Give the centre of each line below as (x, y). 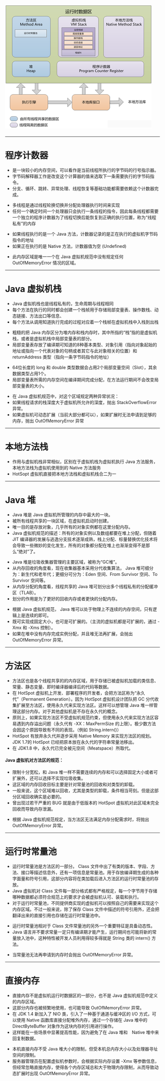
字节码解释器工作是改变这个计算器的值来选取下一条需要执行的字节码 (81, 176)
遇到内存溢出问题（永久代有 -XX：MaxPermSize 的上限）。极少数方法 (86, 724)
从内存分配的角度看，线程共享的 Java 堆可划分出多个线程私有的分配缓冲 (85, 586)
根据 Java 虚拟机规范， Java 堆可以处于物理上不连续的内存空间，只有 (82, 609)
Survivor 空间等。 (30, 580)
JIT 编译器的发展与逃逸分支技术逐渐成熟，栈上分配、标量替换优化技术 (83, 539)
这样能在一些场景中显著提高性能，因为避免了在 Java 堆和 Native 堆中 (83, 1032)
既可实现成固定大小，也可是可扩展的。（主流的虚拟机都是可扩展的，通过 (84, 621)
